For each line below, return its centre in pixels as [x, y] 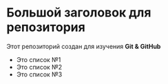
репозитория [46, 27]
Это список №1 [39, 59]
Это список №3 [39, 74]
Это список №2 [39, 67]
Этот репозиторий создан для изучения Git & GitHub [84, 46]
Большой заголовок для [79, 13]
